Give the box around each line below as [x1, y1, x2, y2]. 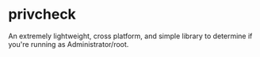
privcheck [8, 5, 77, 23]
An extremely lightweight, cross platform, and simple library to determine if [8, 31, 253, 41]
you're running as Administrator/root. [8, 39, 129, 48]
